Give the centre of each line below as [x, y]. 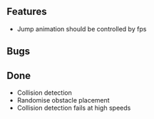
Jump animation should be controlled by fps [82, 29]
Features [27, 12]
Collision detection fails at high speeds [74, 108]
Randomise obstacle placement [63, 100]
